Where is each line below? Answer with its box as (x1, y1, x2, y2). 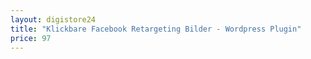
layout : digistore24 (10, 14, 97, 25)
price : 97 (10, 33, 52, 43)
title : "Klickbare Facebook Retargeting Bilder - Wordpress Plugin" (10, 24, 302, 34)
